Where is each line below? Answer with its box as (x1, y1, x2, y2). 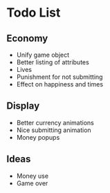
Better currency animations (16, 118, 94, 127)
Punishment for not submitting (16, 73, 103, 81)
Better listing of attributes (16, 58, 89, 66)
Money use (16, 172, 49, 180)
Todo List (6, 5, 61, 21)
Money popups (16, 133, 60, 141)
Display (6, 100, 40, 112)
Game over (16, 178, 48, 187)
